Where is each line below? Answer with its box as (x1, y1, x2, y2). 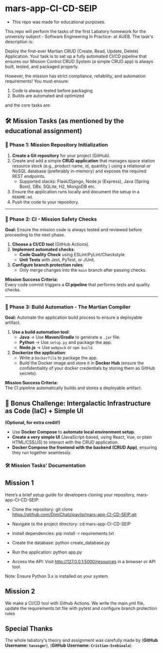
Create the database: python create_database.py (12, 540, 110, 546)
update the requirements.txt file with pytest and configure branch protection (5, 605, 157, 611)
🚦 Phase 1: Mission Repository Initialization (5, 141, 108, 148)
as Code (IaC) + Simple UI (5, 407, 83, 415)
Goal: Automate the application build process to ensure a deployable (5, 314, 142, 321)
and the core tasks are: (5, 102, 51, 108)
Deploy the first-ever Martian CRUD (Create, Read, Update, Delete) (5, 48, 139, 54)
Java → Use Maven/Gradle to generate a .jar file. (19, 334, 120, 340)
